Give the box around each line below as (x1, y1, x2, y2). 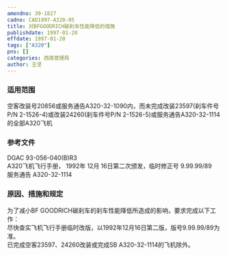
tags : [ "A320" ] (7, 42, 51, 49)
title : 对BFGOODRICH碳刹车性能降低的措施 (7, 23, 116, 29)
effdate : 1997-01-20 (7, 36, 66, 42)
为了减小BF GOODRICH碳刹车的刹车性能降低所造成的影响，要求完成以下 (7, 206, 211, 215)
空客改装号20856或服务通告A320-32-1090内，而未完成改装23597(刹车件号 (7, 101, 219, 110)
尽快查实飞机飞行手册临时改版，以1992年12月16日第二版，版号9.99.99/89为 (7, 223, 220, 232)
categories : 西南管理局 (7, 55, 70, 62)
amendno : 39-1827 (7, 10, 57, 17)
